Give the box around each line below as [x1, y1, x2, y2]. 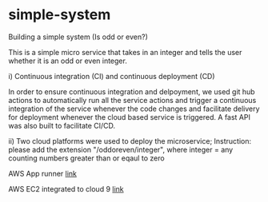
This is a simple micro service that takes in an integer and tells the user [8, 47, 242, 57]
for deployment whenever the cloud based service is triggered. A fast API [8, 112, 250, 121]
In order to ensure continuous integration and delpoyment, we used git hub [8, 86, 255, 97]
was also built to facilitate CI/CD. [8, 121, 116, 130]
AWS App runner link [8, 168, 78, 178]
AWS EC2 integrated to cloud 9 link [8, 184, 124, 193]
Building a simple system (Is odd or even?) [8, 32, 148, 42]
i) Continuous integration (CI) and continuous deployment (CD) [8, 71, 215, 81]
